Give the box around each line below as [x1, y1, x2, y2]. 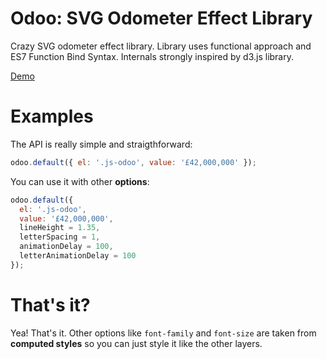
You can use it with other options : [10, 175, 150, 187]
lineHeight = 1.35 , [19, 223, 101, 233]
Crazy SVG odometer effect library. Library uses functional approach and [10, 40, 312, 52]
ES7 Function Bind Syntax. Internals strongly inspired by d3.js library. [10, 50, 294, 62]
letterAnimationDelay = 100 [19, 251, 137, 261]
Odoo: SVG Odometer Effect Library [10, 7, 313, 30]
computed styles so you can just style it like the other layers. [10, 337, 263, 349]
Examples [10, 105, 94, 128]
